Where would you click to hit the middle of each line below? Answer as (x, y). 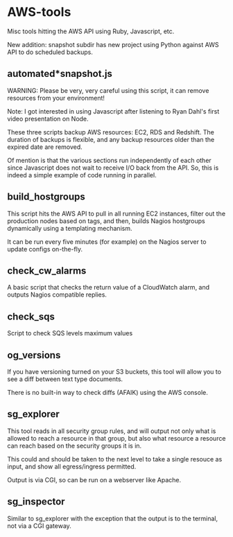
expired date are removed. (45, 147)
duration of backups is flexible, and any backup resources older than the (111, 139)
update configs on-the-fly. (45, 249)
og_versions (34, 355)
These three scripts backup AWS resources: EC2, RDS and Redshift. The (111, 132)
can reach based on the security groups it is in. (75, 446)
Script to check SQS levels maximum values (70, 333)
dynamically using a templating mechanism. (70, 228)
